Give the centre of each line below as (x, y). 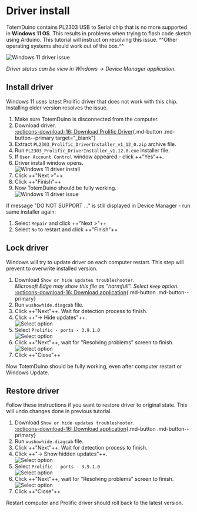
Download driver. (35, 125)
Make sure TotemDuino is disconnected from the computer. (86, 119)
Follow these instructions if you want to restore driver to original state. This (97, 405)
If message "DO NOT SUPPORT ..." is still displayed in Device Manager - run (98, 205)
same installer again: (31, 212)
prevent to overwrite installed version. (52, 268)
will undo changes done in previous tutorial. (59, 411)
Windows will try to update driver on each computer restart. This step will (95, 262)
